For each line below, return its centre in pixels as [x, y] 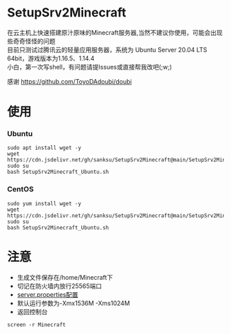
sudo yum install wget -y [44, 203]
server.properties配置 [47, 294]
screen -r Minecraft [37, 324]
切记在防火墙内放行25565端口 [59, 286]
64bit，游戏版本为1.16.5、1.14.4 [51, 58]
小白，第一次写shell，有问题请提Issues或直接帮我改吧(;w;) [90, 67]
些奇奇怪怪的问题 [31, 41]
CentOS [21, 189]
